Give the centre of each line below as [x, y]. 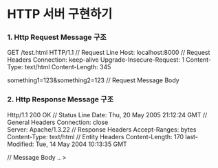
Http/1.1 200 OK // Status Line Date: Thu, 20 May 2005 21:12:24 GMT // [107, 115]
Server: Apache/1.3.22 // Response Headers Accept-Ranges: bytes [102, 129]
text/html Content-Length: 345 [68, 67]
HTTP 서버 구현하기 [60, 14]
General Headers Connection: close [58, 122]
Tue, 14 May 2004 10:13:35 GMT [81, 144]
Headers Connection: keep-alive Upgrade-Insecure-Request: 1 [96, 60]
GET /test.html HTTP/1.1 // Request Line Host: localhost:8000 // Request [109, 53]
